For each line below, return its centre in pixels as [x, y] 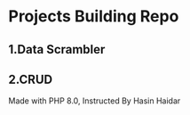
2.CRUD [31, 79]
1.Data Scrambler [57, 49]
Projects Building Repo [94, 16]
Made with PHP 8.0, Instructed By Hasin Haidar [95, 101]
